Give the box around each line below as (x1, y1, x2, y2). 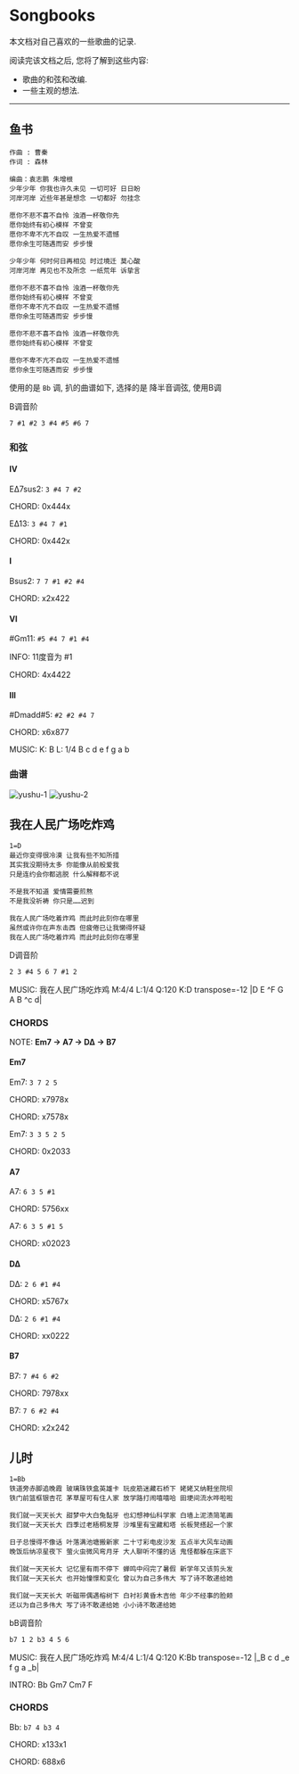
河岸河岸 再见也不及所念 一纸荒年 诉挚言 (9, 266, 141, 275)
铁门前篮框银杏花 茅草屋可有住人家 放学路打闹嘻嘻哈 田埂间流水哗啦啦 (9, 1493, 233, 1503)
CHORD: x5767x (9, 1295, 69, 1307)
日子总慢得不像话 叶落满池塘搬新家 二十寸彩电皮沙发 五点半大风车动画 (9, 1538, 233, 1547)
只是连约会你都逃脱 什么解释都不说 (9, 870, 120, 879)
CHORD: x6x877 (9, 727, 69, 738)
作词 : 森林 (9, 157, 49, 166)
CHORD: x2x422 (9, 593, 70, 604)
